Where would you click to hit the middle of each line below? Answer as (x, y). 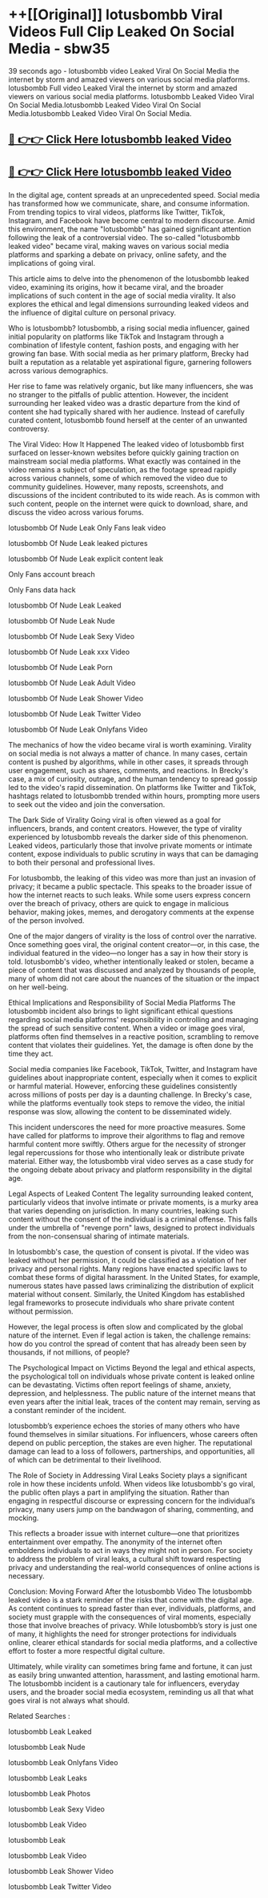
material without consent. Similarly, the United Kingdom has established (127, 1294)
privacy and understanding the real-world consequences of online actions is (134, 1567)
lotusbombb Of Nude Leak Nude (62, 621)
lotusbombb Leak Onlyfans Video (63, 1763)
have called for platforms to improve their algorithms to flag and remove (127, 1136)
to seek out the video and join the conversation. (87, 805)
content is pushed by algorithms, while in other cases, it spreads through (128, 762)
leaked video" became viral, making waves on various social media (119, 247)
